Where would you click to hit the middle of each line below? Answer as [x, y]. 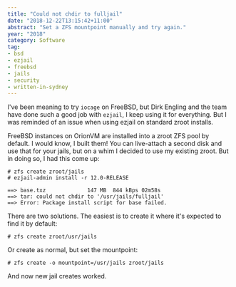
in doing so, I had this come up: [53, 159]
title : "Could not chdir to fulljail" [65, 14]
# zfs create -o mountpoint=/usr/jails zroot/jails [86, 263]
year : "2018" [27, 34]
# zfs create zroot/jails [46, 172]
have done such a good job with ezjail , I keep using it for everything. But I [117, 115]
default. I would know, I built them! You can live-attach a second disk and [115, 144]
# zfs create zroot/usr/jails [52, 237]
